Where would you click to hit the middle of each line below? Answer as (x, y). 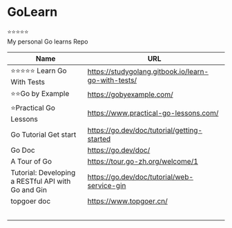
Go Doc (23, 150)
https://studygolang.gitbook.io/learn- (148, 72)
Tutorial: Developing (43, 172)
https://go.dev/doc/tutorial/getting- (145, 130)
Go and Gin (29, 189)
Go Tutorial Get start (43, 134)
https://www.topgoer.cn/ (127, 201)
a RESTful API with (41, 181)
